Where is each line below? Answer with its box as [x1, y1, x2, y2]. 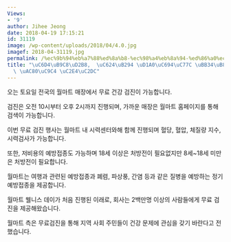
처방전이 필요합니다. [14, 157, 68, 165]
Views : [7, 10, 26, 17]
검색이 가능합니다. [7, 111, 56, 119]
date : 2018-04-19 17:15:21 [7, 29, 85, 37]
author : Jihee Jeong [7, 23, 67, 30]
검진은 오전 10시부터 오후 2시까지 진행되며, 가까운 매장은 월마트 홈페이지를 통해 [7, 102, 219, 110]
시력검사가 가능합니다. [7, 134, 67, 142]
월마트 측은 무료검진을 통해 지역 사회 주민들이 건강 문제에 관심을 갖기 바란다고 [7, 219, 214, 227]
